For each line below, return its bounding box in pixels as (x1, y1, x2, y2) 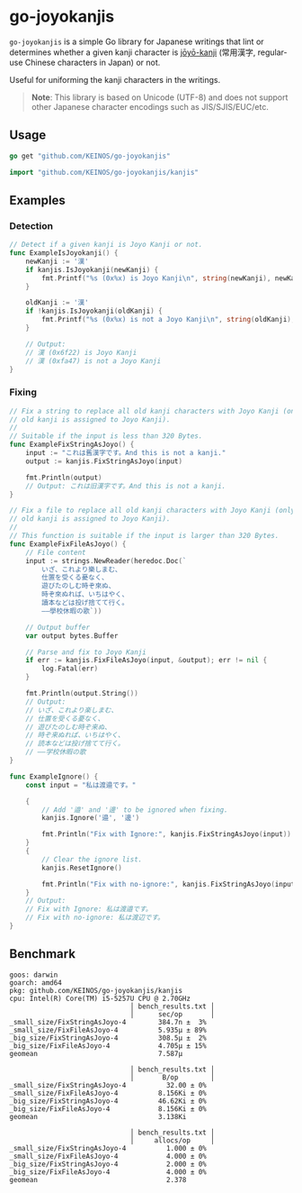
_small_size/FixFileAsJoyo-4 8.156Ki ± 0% (9, 1088, 207, 1097)
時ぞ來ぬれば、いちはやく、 (41, 590, 129, 599)
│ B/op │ (129, 1072, 216, 1082)
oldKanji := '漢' (25, 298, 89, 307)
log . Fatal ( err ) (41, 664, 99, 673)
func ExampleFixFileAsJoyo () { (9, 539, 127, 549)
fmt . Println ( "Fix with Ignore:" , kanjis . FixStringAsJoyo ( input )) (41, 830, 292, 839)
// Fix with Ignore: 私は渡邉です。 (25, 905, 153, 914)
